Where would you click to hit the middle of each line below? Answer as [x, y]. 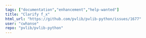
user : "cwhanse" [22, 23]
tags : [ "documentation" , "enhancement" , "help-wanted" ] [62, 10]
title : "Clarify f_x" [28, 14]
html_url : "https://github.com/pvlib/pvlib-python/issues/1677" [73, 19]
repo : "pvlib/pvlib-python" [34, 28]
